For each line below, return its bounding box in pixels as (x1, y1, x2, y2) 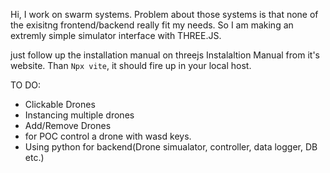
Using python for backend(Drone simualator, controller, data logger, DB (24, 141, 318, 153)
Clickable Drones (24, 99, 96, 110)
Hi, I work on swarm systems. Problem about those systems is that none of (10, 9, 319, 20)
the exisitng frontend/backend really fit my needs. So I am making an (10, 19, 294, 31)
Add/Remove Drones (24, 120, 112, 131)
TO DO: (10, 79, 42, 91)
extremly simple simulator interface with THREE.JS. (10, 30, 222, 41)
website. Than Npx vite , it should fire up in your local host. (10, 60, 252, 71)
